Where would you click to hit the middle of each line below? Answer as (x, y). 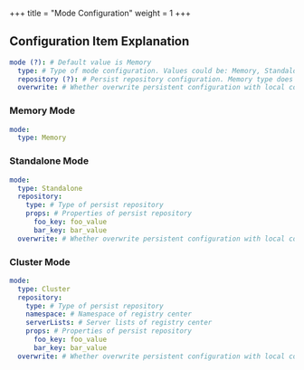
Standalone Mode (49, 161)
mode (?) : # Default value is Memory (81, 62)
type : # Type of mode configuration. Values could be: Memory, (139, 71)
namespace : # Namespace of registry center (109, 314)
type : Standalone (50, 188)
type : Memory (42, 138)
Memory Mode (42, 110)
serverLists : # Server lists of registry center (119, 323)
